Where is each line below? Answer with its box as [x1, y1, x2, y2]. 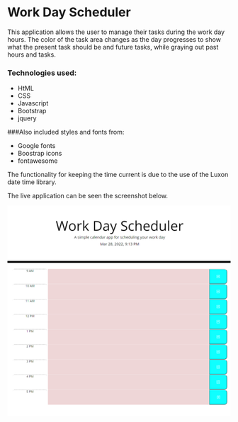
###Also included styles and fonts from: [7, 128, 125, 137]
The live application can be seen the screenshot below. [7, 192, 169, 200]
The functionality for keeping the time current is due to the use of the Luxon [7, 171, 229, 179]
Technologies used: [7, 68, 77, 78]
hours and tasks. [7, 50, 57, 59]
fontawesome [17, 156, 58, 165]
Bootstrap [17, 107, 47, 115]
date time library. [7, 178, 57, 186]
